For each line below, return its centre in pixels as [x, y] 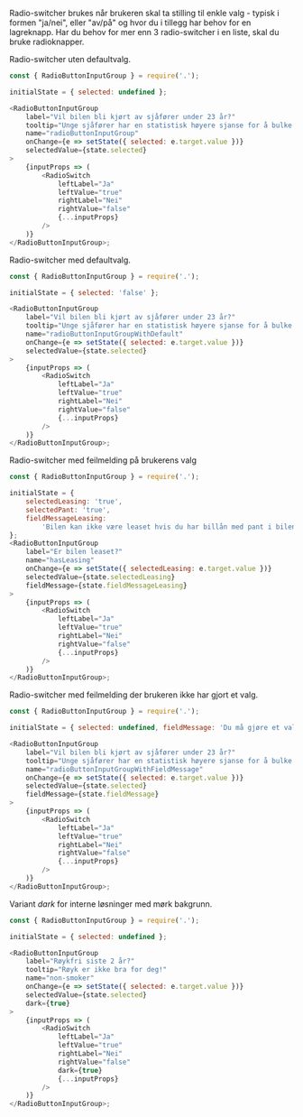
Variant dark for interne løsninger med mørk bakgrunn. [111, 904]
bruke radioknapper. [47, 42]
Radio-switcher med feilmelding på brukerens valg [103, 460]
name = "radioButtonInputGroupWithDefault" [104, 334]
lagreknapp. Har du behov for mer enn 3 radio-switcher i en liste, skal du [144, 32]
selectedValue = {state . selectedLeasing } [101, 577]
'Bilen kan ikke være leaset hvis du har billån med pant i [157, 527]
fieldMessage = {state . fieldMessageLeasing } [106, 586]
